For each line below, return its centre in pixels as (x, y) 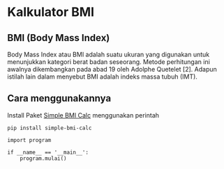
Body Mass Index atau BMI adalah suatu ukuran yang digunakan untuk (109, 54)
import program (29, 140)
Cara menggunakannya (59, 98)
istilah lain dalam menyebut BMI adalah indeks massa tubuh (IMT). (102, 77)
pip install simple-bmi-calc (50, 128)
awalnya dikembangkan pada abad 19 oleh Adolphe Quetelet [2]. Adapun (112, 69)
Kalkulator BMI (51, 12)
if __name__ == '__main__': (48, 152)
